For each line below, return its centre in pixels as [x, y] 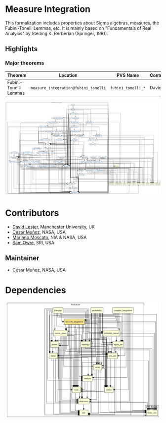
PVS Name [128, 75]
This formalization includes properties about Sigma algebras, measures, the [82, 23]
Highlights [21, 49]
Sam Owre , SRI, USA [33, 242]
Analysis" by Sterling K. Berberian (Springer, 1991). [57, 33]
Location [68, 75]
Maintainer [22, 258]
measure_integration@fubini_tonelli [68, 88]
